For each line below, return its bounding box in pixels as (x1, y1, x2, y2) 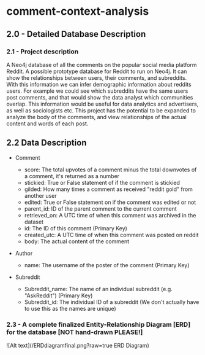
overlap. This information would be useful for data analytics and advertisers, (6, 100, 199, 107)
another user (24, 192, 57, 199)
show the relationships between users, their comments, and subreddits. (6, 74, 187, 81)
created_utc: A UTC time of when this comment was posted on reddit (24, 231, 199, 238)
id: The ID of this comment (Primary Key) (24, 224, 127, 232)
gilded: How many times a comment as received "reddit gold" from (24, 185, 193, 193)
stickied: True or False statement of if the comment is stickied (24, 179, 181, 186)
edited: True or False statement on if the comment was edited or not (24, 198, 196, 206)
